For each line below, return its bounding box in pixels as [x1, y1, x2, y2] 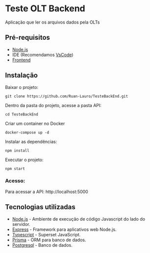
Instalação [5, 71, 38, 80]
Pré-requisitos [5, 33, 50, 42]
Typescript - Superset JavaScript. [12, 231, 81, 237]
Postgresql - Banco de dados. [12, 242, 73, 248]
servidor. [12, 221, 30, 227]
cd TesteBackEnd [5, 112, 38, 117]
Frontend [12, 57, 31, 63]
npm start [5, 166, 25, 171]
